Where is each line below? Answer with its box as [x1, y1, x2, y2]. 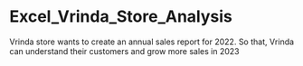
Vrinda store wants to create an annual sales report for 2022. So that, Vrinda [9, 36, 295, 47]
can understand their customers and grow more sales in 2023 [9, 45, 240, 56]
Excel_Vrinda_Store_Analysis [9, 6, 233, 27]
